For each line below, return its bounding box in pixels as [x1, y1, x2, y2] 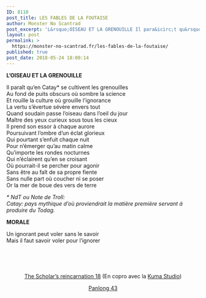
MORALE [6, 218, 29, 225]
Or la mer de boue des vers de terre [6, 181, 97, 189]
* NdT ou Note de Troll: [6, 193, 66, 200]
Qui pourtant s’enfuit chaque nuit [6, 136, 90, 143]
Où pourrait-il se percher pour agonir [6, 162, 100, 169]
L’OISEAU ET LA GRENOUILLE [6, 71, 83, 79]
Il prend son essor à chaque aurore [6, 122, 95, 130]
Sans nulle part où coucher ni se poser [6, 174, 104, 182]
